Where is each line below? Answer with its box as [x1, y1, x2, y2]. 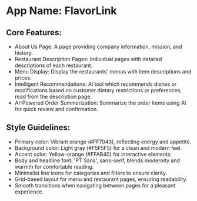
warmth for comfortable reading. [14, 163, 94, 170]
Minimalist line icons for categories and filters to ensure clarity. [14, 169, 168, 176]
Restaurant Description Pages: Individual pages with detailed [14, 56, 162, 62]
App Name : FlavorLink [6, 4, 117, 18]
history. [14, 49, 34, 56]
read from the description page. [14, 93, 92, 100]
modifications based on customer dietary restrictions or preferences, [14, 87, 182, 93]
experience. [14, 188, 44, 195]
